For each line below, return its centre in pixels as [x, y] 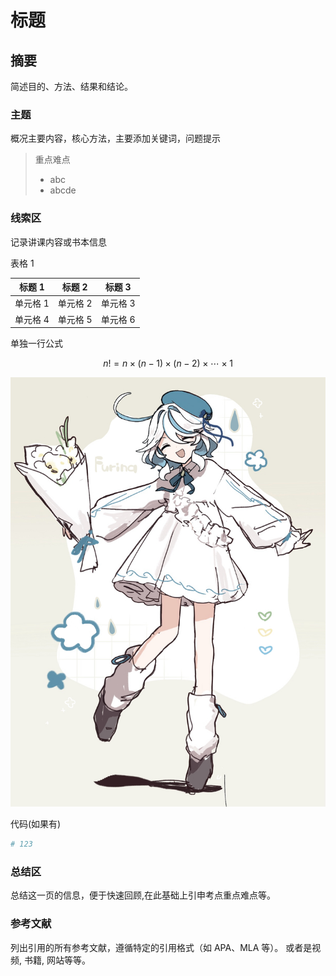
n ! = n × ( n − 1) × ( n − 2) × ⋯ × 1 [168, 363]
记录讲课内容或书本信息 [58, 242]
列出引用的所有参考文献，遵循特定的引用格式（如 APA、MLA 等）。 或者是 [161, 947]
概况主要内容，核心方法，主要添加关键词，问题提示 [115, 138]
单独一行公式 [36, 343]
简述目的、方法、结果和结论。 [71, 86]
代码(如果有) [36, 824]
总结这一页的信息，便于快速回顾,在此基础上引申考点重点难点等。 [143, 895]
